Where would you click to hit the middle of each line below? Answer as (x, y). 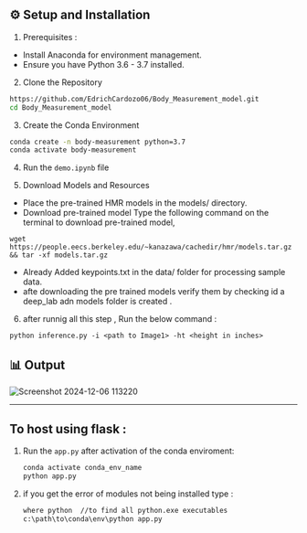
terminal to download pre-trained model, (99, 222)
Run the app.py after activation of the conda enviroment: (128, 451)
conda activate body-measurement (73, 150)
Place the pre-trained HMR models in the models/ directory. (135, 203)
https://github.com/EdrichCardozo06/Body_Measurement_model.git (134, 99)
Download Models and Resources (86, 186)
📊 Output (37, 365)
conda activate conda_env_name (82, 467)
